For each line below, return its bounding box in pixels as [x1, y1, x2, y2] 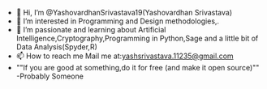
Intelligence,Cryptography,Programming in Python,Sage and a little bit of [15, 33, 259, 43]
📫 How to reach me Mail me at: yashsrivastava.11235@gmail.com [15, 51, 234, 61]
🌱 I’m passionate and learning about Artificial [15, 25, 166, 34]
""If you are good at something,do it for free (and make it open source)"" [15, 63, 260, 72]
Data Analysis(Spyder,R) [15, 42, 97, 52]
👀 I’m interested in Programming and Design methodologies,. [15, 16, 220, 26]
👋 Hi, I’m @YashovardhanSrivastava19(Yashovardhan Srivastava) [15, 8, 233, 17]
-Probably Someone [15, 71, 84, 81]
